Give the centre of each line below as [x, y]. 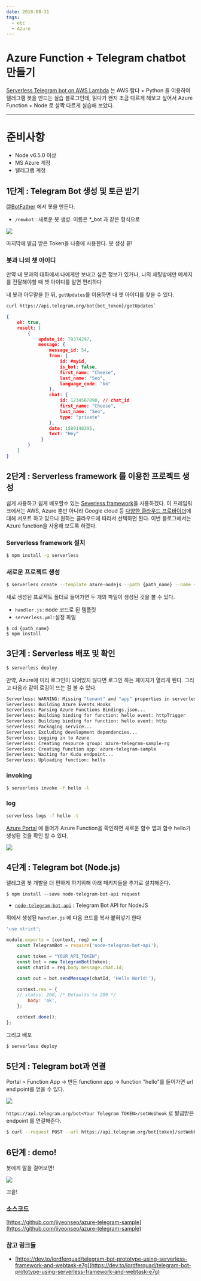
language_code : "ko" [85, 384]
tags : [13, 17]
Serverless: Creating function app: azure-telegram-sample [81, 749]
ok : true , [29, 322]
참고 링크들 [21, 1246]
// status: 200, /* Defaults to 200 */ [67, 995]
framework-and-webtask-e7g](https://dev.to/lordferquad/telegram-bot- [103, 1265]
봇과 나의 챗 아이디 [31, 260]
